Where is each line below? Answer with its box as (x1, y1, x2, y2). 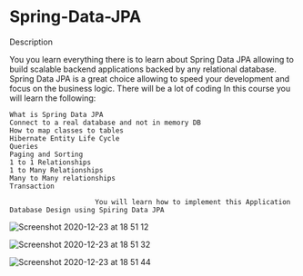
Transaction (9, 182, 55, 191)
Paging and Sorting (9, 150, 84, 159)
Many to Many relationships (9, 173, 116, 182)
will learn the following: (9, 93, 96, 103)
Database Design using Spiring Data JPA (9, 205, 166, 214)
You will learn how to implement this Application (95, 197, 291, 206)
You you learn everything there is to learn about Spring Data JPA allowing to (9, 54, 294, 64)
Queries (9, 142, 39, 151)
